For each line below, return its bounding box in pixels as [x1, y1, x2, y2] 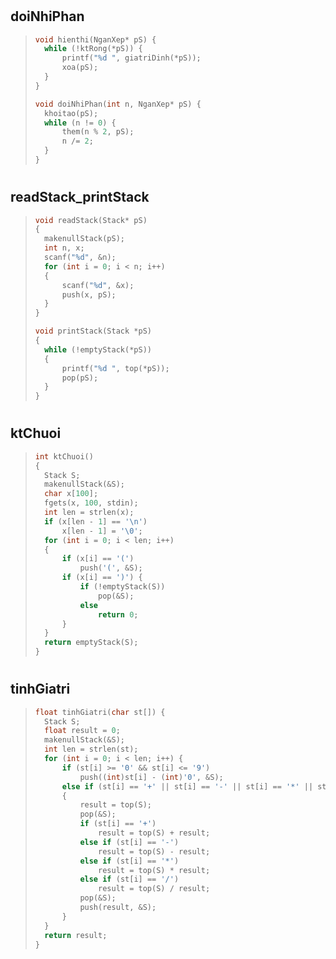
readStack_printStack [10, 189, 150, 206]
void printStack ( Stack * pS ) [34, 326, 152, 337]
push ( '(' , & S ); [79, 563, 143, 573]
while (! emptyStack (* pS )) [44, 344, 152, 355]
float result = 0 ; [44, 726, 121, 736]
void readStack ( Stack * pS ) [34, 215, 148, 225]
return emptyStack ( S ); [44, 638, 139, 648]
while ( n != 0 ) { [44, 118, 117, 128]
